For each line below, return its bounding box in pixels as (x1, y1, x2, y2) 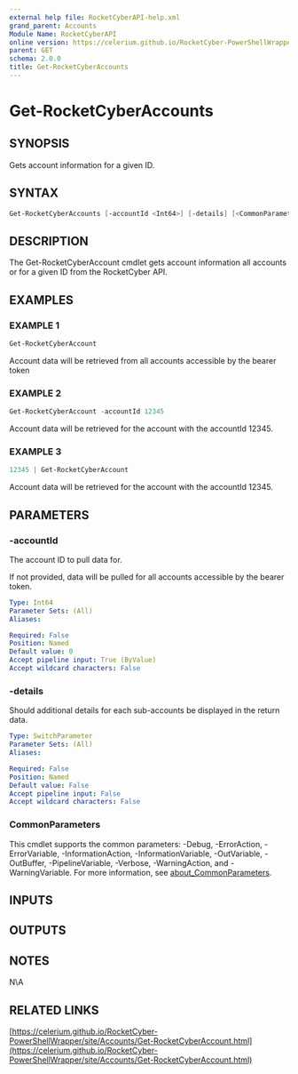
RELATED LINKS (9, 1002, 99, 1018)
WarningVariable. (9, 867, 73, 878)
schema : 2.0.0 (9, 54, 62, 63)
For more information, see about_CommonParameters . (74, 867, 272, 878)
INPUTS (9, 893, 53, 908)
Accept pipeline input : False (9, 789, 122, 798)
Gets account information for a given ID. (9, 159, 155, 170)
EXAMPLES (9, 293, 74, 308)
